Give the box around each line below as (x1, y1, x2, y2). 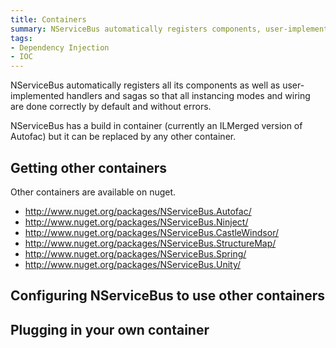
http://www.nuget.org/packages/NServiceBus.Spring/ (24, 247, 247, 260)
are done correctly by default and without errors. (10, 101, 212, 113)
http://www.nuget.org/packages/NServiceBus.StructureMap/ (24, 237, 277, 249)
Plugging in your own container (10, 321, 210, 338)
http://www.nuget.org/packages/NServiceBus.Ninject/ (24, 216, 249, 228)
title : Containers (10, 14, 87, 25)
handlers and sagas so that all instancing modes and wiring (66, 90, 311, 102)
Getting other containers (10, 159, 168, 176)
